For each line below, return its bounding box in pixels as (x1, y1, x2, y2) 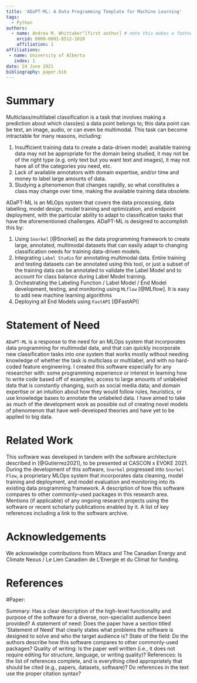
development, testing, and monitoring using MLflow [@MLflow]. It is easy (14, 286, 189, 293)
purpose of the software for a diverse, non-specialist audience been (6, 614, 171, 621)
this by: (6, 224, 24, 231)
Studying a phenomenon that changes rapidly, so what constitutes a (14, 181, 179, 188)
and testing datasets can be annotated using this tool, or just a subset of (14, 260, 189, 268)
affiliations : (6, 47, 41, 53)
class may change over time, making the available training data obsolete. (14, 188, 191, 195)
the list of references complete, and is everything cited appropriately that (6, 657, 183, 664)
